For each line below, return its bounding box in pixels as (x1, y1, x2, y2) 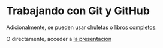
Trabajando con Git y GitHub (6, 4, 150, 18)
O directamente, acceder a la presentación (6, 35, 112, 42)
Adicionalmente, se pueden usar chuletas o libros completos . (6, 24, 157, 31)
